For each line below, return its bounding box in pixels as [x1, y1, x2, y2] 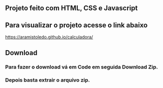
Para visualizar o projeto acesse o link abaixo [5, 21, 148, 29]
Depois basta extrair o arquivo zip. [5, 77, 90, 84]
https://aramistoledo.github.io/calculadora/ [5, 34, 93, 40]
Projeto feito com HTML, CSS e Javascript [5, 4, 138, 12]
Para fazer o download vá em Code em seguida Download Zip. [5, 63, 158, 70]
